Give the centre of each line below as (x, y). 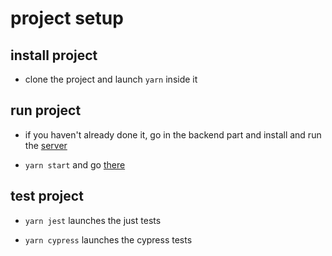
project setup (67, 18)
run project (46, 110)
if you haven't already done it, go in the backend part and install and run (173, 134)
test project (47, 196)
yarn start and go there (75, 164)
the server (46, 145)
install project (54, 55)
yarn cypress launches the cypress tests (108, 239)
